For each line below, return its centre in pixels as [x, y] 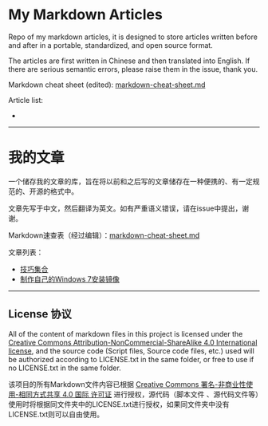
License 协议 [40, 314]
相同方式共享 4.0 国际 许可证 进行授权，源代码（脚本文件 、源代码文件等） [139, 394]
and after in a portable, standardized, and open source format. [110, 45]
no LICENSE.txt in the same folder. [65, 368]
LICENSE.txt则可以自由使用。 [56, 414]
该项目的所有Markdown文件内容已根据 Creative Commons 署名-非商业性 [127, 384]
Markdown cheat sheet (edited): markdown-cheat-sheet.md [107, 85]
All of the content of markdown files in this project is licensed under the [126, 333]
